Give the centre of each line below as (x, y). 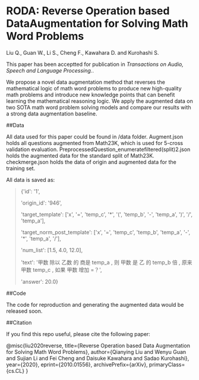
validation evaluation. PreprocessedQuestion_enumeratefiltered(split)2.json (98, 149)
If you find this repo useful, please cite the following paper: (78, 334)
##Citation (19, 322)
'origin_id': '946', (41, 203)
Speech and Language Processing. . (50, 70)
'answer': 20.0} (39, 281)
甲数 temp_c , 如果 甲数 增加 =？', (61, 269)
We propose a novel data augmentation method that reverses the (86, 82)
